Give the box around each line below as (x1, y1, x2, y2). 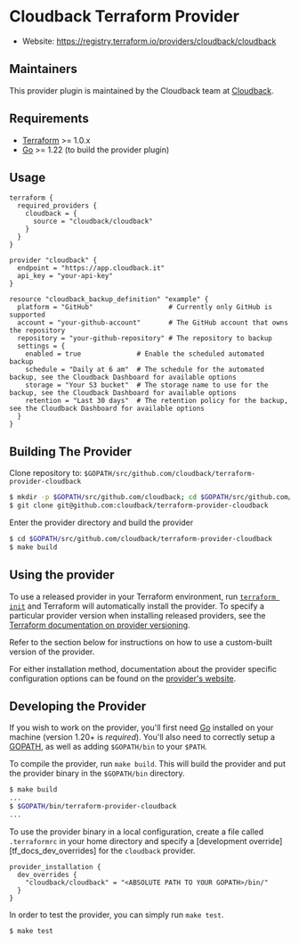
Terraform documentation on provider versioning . (9, 620, 190, 630)
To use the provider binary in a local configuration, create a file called (9, 826, 264, 837)
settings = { (17, 341, 66, 351)
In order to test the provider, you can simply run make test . (9, 909, 224, 920)
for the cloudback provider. (98, 845, 196, 856)
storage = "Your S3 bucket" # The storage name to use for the (25, 381, 269, 390)
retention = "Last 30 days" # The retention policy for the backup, (25, 397, 289, 406)
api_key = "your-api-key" (17, 272, 114, 281)
